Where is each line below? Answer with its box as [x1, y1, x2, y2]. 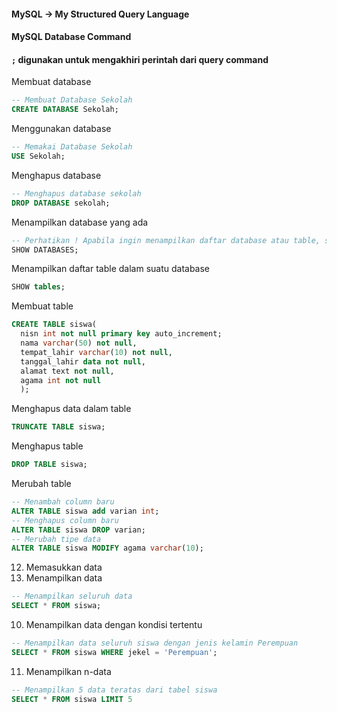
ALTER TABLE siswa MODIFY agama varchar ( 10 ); [11, 543, 204, 554]
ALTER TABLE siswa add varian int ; [11, 506, 160, 516]
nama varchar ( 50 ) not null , [20, 338, 138, 349]
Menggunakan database [11, 123, 112, 135]
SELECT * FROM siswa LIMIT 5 [11, 694, 133, 704]
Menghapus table [11, 440, 84, 452]
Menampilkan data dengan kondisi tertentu [25, 619, 203, 631]
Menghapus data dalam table [11, 403, 132, 415]
